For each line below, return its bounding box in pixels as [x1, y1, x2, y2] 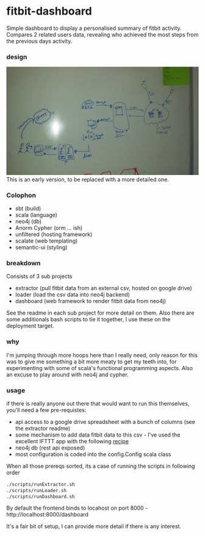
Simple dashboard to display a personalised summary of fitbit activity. [6, 24, 182, 32]
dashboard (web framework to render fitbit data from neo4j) [15, 298, 167, 305]
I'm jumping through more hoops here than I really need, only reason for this [6, 351, 198, 359]
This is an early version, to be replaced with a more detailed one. [6, 176, 170, 183]
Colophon [6, 191, 37, 199]
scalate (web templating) [15, 237, 78, 245]
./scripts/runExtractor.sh [6, 481, 75, 487]
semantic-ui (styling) [15, 244, 68, 251]
